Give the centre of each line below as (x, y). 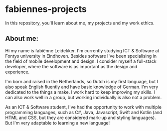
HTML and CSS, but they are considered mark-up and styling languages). (81, 118)
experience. (17, 72)
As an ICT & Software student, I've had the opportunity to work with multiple (83, 107)
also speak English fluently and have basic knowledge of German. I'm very (82, 87)
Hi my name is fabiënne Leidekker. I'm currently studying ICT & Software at (82, 50)
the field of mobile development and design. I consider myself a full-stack (81, 61)
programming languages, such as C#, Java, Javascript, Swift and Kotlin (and (84, 112)
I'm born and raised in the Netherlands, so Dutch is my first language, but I (82, 81)
